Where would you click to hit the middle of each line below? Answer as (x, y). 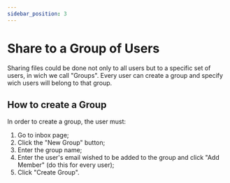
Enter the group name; (50, 150)
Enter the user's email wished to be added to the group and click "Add (118, 158)
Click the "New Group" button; (61, 143)
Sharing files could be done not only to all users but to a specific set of (109, 68)
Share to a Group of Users (84, 48)
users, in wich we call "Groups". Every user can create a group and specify (115, 75)
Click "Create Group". (48, 172)
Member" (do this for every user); (66, 165)
